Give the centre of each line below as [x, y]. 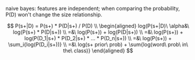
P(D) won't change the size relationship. [54, 15]
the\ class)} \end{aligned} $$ [98, 51]
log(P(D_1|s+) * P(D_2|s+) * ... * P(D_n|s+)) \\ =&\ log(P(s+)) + [98, 38]
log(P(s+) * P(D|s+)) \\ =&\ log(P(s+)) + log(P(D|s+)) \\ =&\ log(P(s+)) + [98, 32]
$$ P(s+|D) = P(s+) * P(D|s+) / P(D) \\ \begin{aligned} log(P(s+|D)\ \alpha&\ [98, 26]
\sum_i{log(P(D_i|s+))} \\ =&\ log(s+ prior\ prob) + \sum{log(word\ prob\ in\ [98, 44]
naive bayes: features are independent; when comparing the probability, [93, 8]
